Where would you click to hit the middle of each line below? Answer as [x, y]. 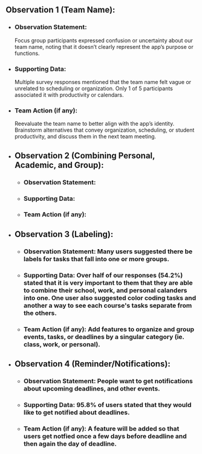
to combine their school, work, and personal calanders [105, 290]
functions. [27, 53]
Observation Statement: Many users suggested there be [108, 251]
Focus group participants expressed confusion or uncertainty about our [103, 40]
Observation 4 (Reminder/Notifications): [92, 364]
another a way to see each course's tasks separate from [108, 305]
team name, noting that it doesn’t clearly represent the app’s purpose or [104, 47]
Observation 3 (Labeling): [64, 234]
